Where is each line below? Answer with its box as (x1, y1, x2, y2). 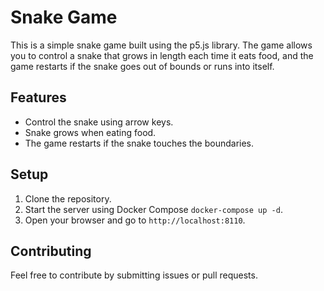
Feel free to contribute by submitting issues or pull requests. (10, 269, 258, 281)
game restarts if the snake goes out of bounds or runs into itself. (10, 60, 275, 72)
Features (10, 89, 67, 106)
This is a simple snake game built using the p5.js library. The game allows (10, 39, 313, 51)
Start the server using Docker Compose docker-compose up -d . (24, 203, 283, 215)
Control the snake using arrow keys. (24, 116, 174, 128)
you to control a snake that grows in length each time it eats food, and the (10, 49, 314, 61)
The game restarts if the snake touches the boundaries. (24, 137, 255, 149)
